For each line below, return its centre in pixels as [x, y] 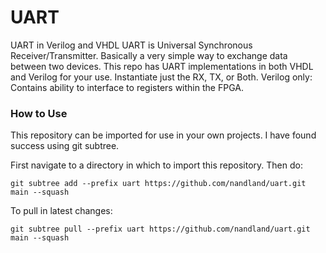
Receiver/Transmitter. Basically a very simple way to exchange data [149, 55]
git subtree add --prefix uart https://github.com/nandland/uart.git [158, 184]
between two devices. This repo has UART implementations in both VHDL [162, 66]
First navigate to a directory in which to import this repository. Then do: [156, 165]
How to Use [39, 113]
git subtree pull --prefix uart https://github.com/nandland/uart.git [160, 229]
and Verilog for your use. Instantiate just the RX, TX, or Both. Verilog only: [161, 77]
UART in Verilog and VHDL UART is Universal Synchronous [131, 45]
